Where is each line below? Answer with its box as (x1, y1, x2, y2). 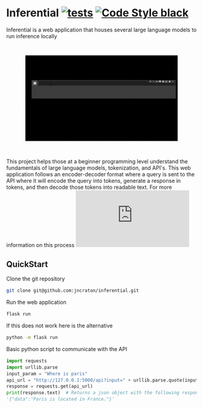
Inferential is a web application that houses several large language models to (6, 26, 197, 33)
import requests (6, 358, 47, 364)
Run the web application (6, 298, 66, 306)
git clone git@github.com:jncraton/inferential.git (6, 288, 139, 294)
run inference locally (6, 32, 57, 39)
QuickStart (6, 259, 48, 269)
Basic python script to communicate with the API (6, 345, 127, 352)
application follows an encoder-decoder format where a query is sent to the (6, 171, 195, 178)
